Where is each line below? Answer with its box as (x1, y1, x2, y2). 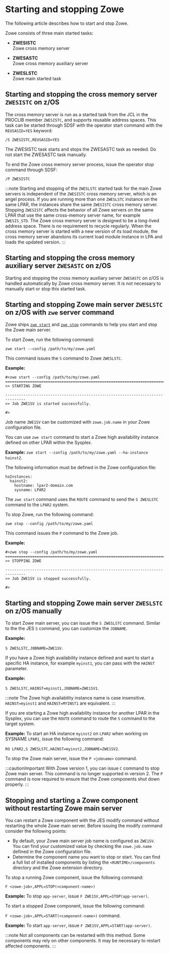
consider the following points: (5, 828, 67, 834)
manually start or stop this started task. (5, 285, 87, 291)
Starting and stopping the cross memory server (5, 90, 157, 99)
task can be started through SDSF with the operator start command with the (5, 122, 162, 128)
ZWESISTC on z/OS (5, 98, 59, 107)
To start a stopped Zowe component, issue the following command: (5, 903, 145, 909)
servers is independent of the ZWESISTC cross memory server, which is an (5, 190, 157, 196)
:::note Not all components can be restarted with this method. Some (5, 932, 146, 938)
